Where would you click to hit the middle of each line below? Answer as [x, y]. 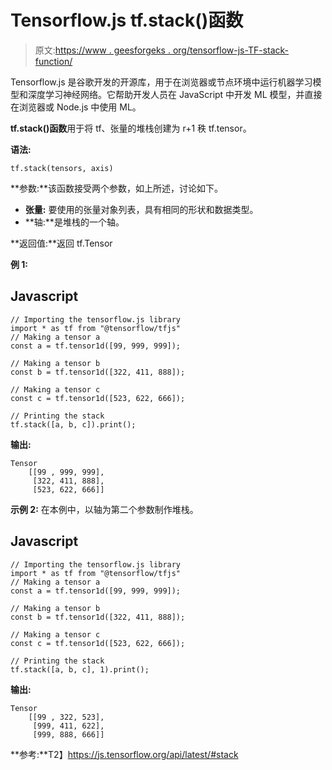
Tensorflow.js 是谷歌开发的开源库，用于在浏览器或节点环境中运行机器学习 [161, 82]
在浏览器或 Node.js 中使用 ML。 [76, 107]
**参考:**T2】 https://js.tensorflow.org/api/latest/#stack [124, 754]
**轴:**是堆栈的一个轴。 [74, 222]
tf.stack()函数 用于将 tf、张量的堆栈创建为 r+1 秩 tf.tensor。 [131, 128]
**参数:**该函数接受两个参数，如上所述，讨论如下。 [117, 188]
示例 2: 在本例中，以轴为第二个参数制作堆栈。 [104, 509]
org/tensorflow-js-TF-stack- [231, 50]
